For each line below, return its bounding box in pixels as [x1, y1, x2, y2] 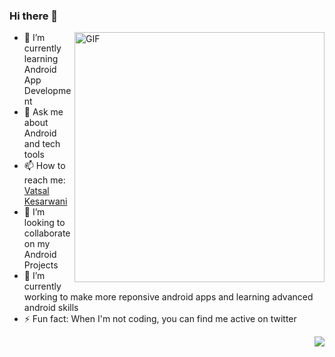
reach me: [23, 174, 66, 186]
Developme [23, 85, 72, 97]
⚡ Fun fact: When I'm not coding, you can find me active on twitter [23, 313, 297, 325]
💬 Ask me [23, 106, 64, 118]
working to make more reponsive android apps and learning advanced [23, 291, 314, 303]
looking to [23, 217, 66, 229]
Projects [23, 259, 59, 271]
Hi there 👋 [9, 9, 59, 23]
